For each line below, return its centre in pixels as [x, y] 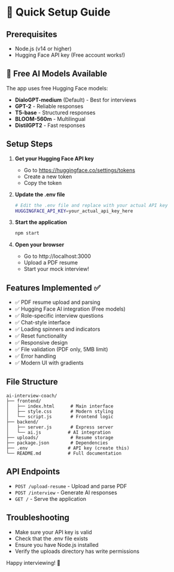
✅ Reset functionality [41, 336]
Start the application [41, 222]
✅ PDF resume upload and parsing [57, 302]
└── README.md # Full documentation [64, 453]
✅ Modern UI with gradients [49, 363]
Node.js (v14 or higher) [43, 48]
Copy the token [42, 182]
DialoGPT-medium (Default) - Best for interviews [75, 100]
